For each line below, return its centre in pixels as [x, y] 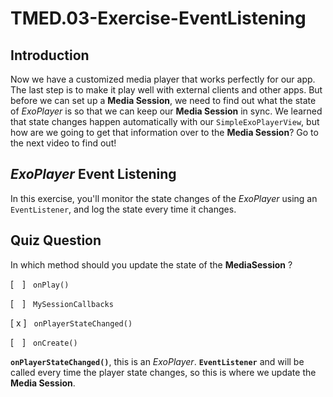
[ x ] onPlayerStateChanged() [71, 323]
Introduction [50, 55]
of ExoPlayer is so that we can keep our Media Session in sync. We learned [166, 111]
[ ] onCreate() [44, 342]
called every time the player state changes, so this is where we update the [163, 372]
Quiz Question [56, 240]
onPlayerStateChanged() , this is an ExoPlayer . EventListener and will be [157, 361]
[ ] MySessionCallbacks [62, 303]
